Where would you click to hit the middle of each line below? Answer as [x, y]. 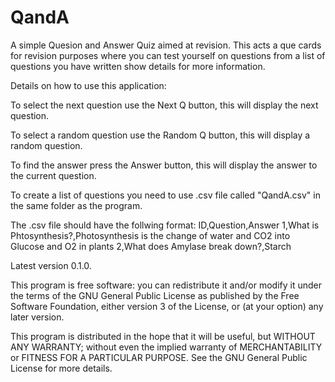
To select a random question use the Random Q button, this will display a [160, 135]
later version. [37, 317]
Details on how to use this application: [88, 85]
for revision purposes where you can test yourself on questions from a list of [168, 55]
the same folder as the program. [76, 205]
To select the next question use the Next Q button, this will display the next [164, 105]
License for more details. [61, 368]
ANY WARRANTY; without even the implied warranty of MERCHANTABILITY [166, 347]
